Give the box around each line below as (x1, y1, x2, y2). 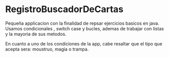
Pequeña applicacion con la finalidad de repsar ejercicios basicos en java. (5, 20, 159, 26)
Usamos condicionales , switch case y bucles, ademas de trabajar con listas (5, 25, 164, 31)
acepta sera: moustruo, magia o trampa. (5, 46, 89, 52)
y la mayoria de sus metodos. (5, 31, 67, 37)
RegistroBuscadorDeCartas (5, 4, 124, 15)
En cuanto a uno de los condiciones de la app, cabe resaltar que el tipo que (5, 40, 163, 46)
